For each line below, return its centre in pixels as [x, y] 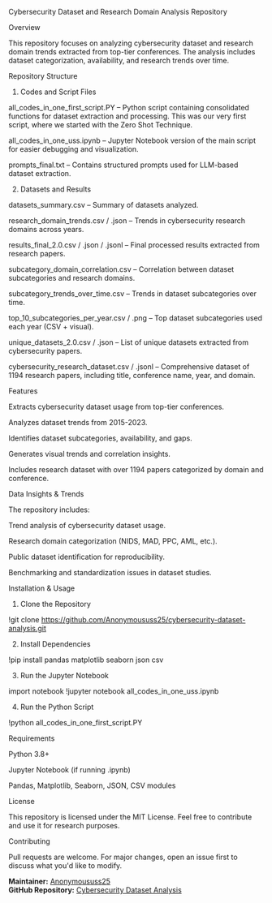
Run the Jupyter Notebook [65, 675]
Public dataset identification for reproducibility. [86, 557]
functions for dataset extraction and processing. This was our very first [127, 116]
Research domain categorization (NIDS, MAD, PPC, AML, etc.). [113, 541]
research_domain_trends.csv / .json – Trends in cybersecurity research [127, 221]
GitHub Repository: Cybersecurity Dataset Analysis [95, 890]
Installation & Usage [42, 588]
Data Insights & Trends [46, 494]
